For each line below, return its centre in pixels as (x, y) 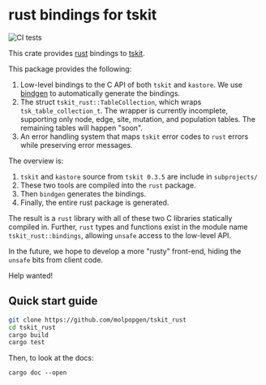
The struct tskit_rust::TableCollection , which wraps (111, 102)
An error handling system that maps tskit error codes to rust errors (134, 136)
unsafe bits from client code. (56, 260)
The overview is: (36, 161)
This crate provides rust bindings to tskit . (77, 53)
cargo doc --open (38, 373)
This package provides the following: (70, 69)
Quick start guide (53, 301)
